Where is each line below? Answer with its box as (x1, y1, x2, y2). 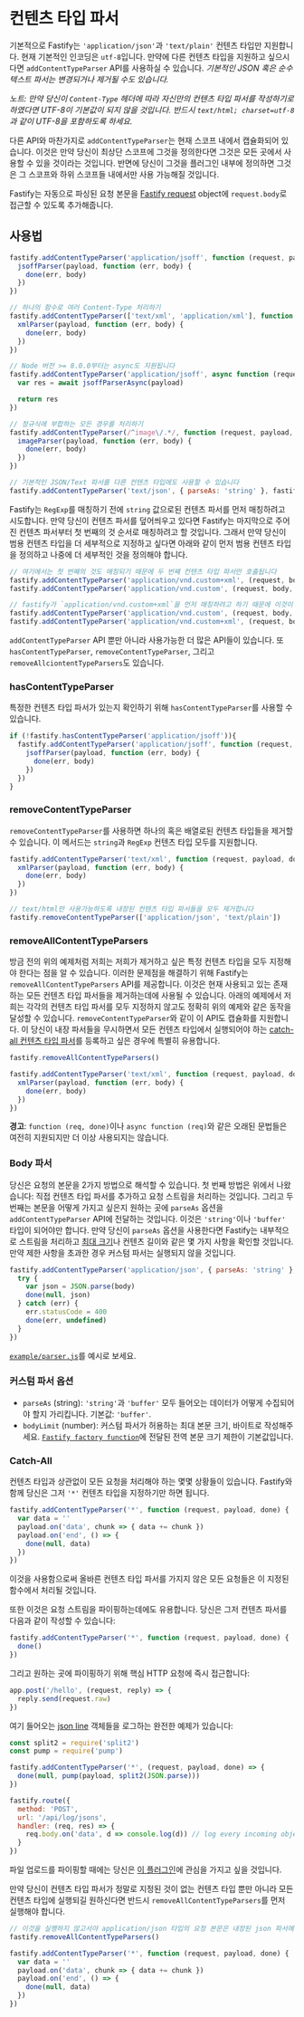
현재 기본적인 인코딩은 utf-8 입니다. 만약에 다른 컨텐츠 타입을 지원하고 (21, 51, 266, 62)
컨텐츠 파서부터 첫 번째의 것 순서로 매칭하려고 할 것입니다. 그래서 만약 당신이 (18, 526, 287, 537)
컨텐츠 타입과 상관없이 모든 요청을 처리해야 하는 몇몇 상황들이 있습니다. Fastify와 (9, 1477, 292, 1487)
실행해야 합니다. (9, 1907, 66, 1917)
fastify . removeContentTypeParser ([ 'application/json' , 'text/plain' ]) (9, 913, 281, 922)
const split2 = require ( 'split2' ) (9, 1738, 140, 1747)
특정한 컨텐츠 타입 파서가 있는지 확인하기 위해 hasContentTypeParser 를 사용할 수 (9, 703, 293, 713)
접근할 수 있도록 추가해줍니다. (9, 199, 114, 210)
